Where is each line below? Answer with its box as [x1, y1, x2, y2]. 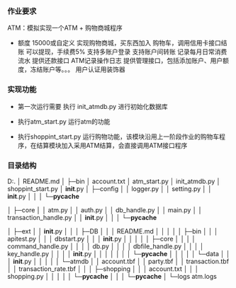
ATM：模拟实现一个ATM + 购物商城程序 [7, 23, 123, 33]
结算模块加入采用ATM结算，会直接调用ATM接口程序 [36, 141, 188, 149]
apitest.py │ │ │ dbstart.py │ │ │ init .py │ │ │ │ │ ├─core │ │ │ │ [7, 234, 196, 243]
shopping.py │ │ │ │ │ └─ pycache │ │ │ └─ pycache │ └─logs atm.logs [7, 272, 218, 280]
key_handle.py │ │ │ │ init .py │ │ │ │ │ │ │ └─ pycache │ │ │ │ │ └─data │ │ [7, 249, 230, 258]
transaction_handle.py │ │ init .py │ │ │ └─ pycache [7, 213, 157, 221]
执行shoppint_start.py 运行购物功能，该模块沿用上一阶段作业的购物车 [17, 132, 220, 141]
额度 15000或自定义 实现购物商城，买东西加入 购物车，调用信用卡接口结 [17, 39, 228, 47]
